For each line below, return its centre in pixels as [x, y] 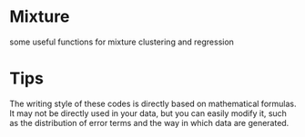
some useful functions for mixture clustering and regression [122, 42]
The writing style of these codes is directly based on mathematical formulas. [153, 103]
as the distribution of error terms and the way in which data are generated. [149, 122]
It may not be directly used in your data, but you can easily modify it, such [148, 113]
